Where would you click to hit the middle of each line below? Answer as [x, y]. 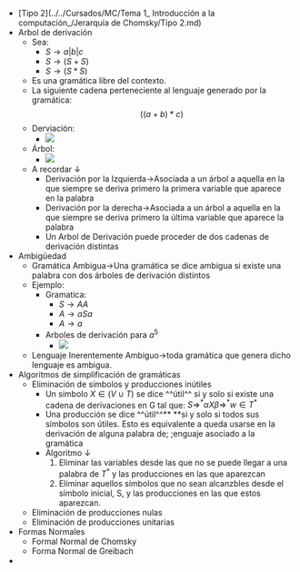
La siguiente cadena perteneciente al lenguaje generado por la [149, 90]
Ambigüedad [42, 256]
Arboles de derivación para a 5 [102, 334]
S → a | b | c [64, 52]
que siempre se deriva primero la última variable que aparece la [165, 217]
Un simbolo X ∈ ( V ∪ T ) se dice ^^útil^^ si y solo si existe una [160, 393]
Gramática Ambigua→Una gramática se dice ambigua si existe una [156, 266]
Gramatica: [66, 295]
